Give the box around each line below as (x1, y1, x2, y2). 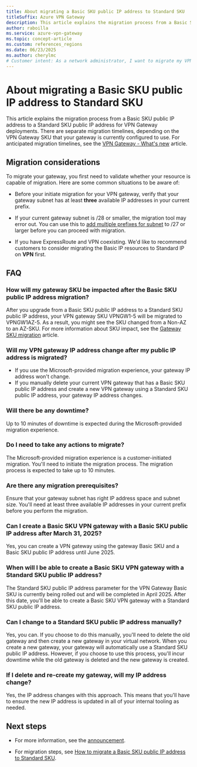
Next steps (6, 721, 47, 731)
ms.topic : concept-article (6, 36, 72, 42)
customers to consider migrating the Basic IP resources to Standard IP (14, 245, 185, 252)
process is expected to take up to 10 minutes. (6, 466, 116, 474)
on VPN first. (14, 251, 46, 258)
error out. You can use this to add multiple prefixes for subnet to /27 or (14, 221, 186, 228)
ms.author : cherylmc (6, 52, 57, 58)
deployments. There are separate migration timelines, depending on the (6, 128, 179, 135)
